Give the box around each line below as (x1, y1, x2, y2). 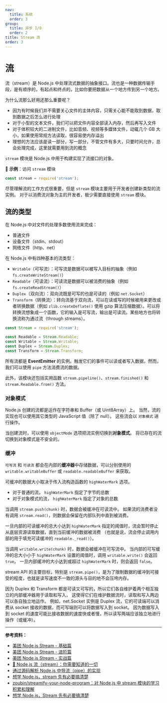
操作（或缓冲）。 (5, 617, 38, 623)
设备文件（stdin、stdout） (12, 238, 66, 244)
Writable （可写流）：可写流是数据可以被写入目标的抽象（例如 (12, 266, 138, 272)
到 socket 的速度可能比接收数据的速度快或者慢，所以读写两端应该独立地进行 (5, 610, 161, 617)
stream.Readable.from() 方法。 (5, 381, 69, 387)
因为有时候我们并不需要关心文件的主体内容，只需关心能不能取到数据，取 (12, 107, 161, 113)
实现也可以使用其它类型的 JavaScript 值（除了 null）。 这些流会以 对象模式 (5, 413, 153, 419)
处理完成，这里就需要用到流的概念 (16, 145, 87, 151)
